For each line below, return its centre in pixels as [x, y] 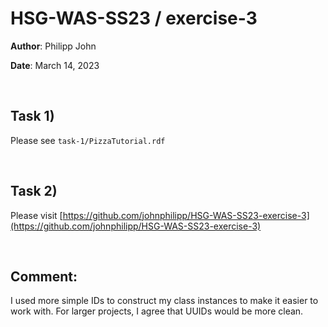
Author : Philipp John [53, 46]
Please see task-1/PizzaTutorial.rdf [88, 140]
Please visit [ [36, 215]
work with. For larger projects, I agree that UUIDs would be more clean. [157, 311]
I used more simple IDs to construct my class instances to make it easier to [164, 301]
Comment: [44, 276]
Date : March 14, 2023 [55, 65]
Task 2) [34, 191]
